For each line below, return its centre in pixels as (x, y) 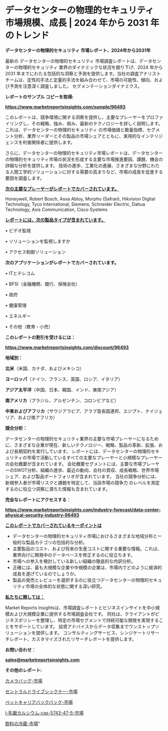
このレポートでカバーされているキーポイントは (53, 525)
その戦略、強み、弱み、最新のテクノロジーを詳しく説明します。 (97, 123)
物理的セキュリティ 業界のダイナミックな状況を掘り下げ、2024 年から (91, 67)
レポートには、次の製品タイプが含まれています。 (56, 220)
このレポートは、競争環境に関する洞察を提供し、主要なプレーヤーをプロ (80, 117)
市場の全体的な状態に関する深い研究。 (65, 586)
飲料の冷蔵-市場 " (23, 723)
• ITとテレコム (20, 273)
